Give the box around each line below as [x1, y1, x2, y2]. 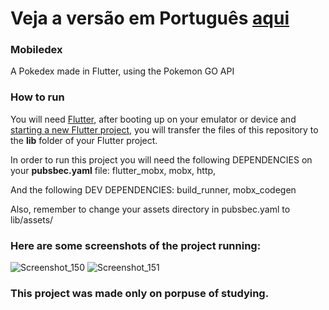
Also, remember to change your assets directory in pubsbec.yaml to [10, 203, 291, 215]
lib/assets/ [10, 213, 54, 226]
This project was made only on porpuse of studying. [10, 287, 270, 300]
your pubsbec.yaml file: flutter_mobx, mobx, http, [10, 164, 217, 176]
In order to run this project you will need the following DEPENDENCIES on [10, 153, 313, 166]
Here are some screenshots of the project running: [10, 238, 262, 252]
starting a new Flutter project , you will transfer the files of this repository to [10, 123, 319, 136]
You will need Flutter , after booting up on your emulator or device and [10, 113, 297, 125]
